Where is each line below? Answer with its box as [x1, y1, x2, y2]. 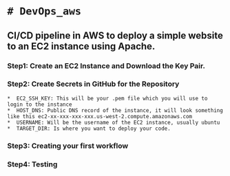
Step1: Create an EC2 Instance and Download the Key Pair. [7, 60, 205, 70]
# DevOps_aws [7, 5, 81, 18]
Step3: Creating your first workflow [7, 141, 129, 151]
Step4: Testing [7, 159, 58, 169]
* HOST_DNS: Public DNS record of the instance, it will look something [7, 107, 224, 114]
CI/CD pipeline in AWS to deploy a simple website [7, 30, 224, 41]
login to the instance [7, 101, 72, 108]
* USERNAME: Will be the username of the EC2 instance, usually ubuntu [7, 119, 220, 126]
